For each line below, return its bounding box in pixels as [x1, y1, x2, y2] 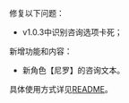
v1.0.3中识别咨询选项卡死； [21, 27, 123, 38]
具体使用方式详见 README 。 [9, 84, 114, 94]
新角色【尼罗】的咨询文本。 [21, 65, 125, 75]
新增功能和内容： [9, 46, 73, 56]
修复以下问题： [9, 8, 64, 18]
